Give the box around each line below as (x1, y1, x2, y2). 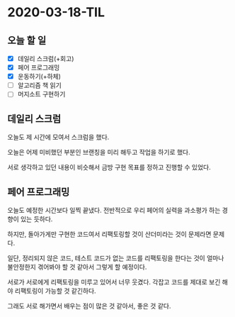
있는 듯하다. (20, 214, 53, 223)
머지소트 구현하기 (17, 90, 66, 99)
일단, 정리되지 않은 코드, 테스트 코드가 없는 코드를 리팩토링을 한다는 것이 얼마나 (7, 253, 224, 262)
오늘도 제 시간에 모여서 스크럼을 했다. (7, 133, 110, 142)
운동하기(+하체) (17, 72, 62, 81)
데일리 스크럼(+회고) (17, 55, 74, 62)
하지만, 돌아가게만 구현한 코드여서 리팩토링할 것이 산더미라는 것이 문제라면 (7, 230, 212, 238)
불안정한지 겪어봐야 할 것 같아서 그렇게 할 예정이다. (7, 262, 147, 271)
